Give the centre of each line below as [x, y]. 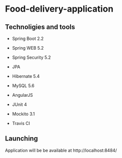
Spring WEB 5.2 [28, 48]
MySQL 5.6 [23, 86]
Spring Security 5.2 [31, 57]
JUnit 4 [19, 105]
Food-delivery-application [59, 9]
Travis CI [21, 123]
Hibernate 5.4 [26, 76]
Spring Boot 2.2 [28, 38]
